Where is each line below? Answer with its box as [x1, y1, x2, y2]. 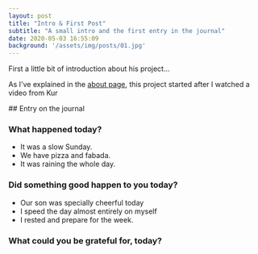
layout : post [8, 11, 52, 20]
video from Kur [8, 88, 58, 98]
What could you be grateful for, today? [8, 235, 163, 246]
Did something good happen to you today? [8, 179, 178, 190]
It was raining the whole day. [19, 159, 115, 169]
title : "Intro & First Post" [8, 19, 106, 27]
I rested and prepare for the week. [19, 214, 134, 224]
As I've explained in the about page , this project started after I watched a [8, 80, 250, 90]
